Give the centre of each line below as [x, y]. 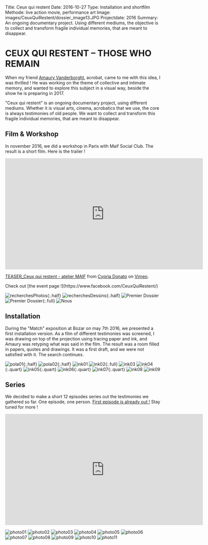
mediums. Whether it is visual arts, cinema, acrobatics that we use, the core [82, 108]
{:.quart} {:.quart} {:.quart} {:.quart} [65, 369]
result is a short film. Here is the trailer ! [45, 151]
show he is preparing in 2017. [35, 93]
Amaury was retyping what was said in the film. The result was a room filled [82, 344]
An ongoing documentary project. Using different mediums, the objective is [82, 23]
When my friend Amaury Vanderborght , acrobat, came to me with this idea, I [83, 77]
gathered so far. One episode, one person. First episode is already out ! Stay [83, 402]
